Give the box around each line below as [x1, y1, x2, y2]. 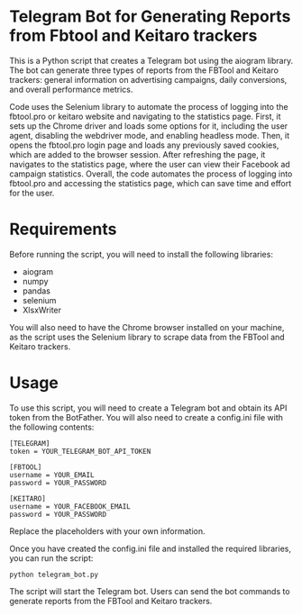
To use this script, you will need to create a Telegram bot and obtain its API [9, 402, 288, 413]
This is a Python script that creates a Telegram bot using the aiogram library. [9, 55, 294, 66]
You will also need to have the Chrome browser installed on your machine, [9, 321, 285, 332]
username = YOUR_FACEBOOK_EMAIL [9, 502, 131, 511]
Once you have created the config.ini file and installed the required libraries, [9, 543, 291, 554]
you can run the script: [9, 552, 94, 564]
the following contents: [9, 421, 95, 432]
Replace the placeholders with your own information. [9, 525, 206, 537]
